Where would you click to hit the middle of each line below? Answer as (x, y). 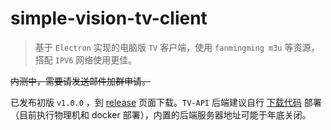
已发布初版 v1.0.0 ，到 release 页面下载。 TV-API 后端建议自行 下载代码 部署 (166, 102)
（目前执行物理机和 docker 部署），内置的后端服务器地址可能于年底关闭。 (161, 114)
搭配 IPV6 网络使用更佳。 (86, 59)
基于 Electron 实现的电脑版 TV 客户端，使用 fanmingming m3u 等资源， (177, 47)
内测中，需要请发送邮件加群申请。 (80, 81)
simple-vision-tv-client (109, 18)
